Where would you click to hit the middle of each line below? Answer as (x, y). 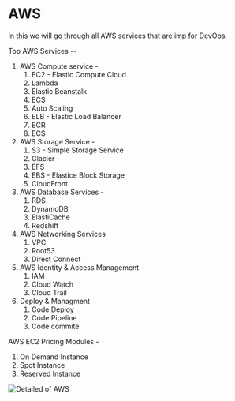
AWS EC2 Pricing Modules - (54, 341)
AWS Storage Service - (57, 141)
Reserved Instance (50, 373)
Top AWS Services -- (43, 51)
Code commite (55, 326)
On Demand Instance (54, 357)
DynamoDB (50, 208)
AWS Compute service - (59, 66)
